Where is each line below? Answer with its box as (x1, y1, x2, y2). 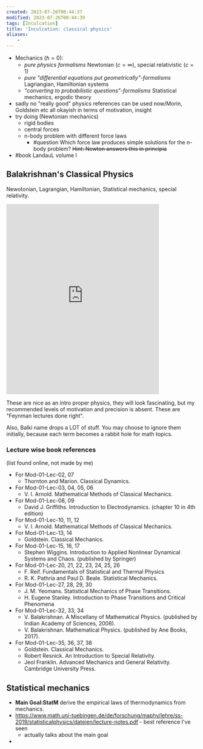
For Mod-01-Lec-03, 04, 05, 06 (15, 484, 94, 492)
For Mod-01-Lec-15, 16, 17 (15, 542, 80, 549)
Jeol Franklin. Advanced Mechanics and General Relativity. (24, 658, 171, 666)
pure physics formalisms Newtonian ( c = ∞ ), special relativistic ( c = (24, 61, 194, 68)
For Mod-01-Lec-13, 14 (15, 529, 73, 537)
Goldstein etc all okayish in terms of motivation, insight (15, 106, 152, 113)
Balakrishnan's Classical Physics (6, 169, 134, 179)
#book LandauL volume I (15, 152, 78, 159)
